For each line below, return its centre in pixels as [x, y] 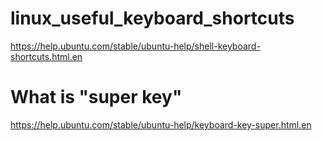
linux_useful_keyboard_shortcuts [152, 18]
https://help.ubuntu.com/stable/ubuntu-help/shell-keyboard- [135, 46]
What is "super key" [96, 97]
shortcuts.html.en [46, 56]
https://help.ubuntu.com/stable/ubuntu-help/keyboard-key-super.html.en [161, 124]
